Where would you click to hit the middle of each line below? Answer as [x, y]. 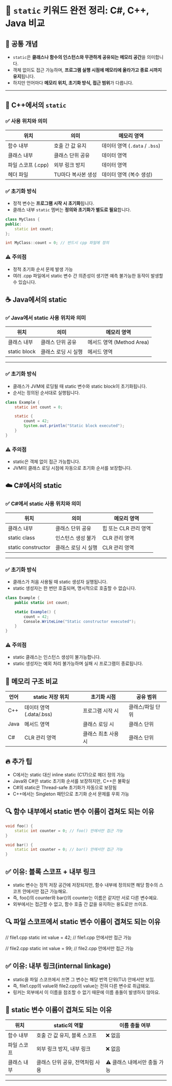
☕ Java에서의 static [36, 300]
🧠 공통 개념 [22, 44]
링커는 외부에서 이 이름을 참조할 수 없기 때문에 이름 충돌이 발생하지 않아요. [86, 992]
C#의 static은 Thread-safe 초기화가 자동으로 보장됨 [64, 788]
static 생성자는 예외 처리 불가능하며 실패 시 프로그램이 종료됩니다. [78, 663]
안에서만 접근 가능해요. [45, 891]
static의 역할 [68, 1025]
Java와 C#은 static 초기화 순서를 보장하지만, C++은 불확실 [71, 781]
